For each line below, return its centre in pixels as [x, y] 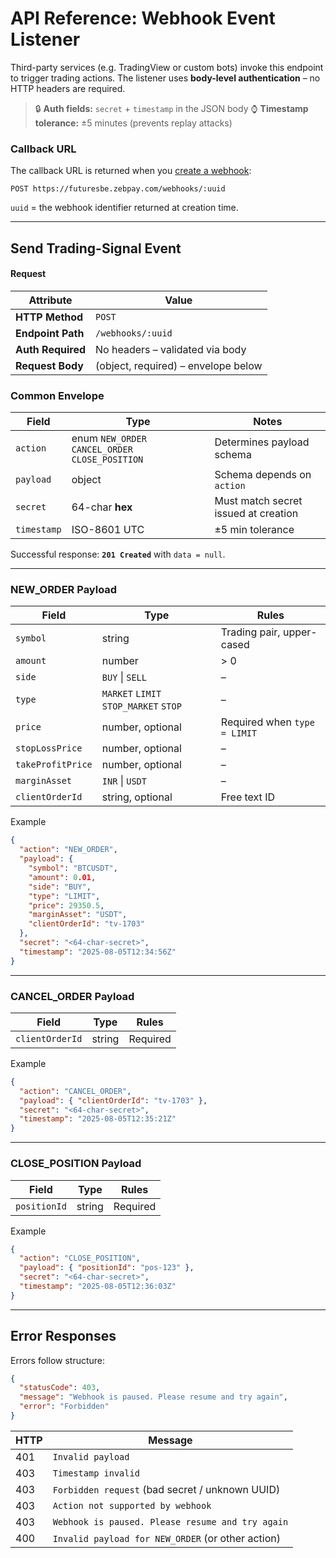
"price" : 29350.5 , [66, 905]
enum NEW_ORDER [109, 439]
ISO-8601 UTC [108, 530]
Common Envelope [57, 395]
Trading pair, [250, 632]
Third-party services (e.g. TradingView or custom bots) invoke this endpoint [167, 67]
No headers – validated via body [171, 349]
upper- [300, 632]
